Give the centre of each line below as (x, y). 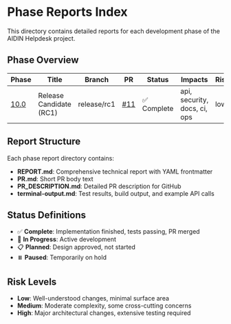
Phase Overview (43, 60)
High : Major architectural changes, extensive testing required (104, 313)
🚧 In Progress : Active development (67, 239)
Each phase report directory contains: (61, 158)
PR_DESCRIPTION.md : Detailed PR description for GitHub (99, 186)
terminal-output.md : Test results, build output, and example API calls (115, 193)
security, (194, 99)
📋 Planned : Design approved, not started (76, 247)
